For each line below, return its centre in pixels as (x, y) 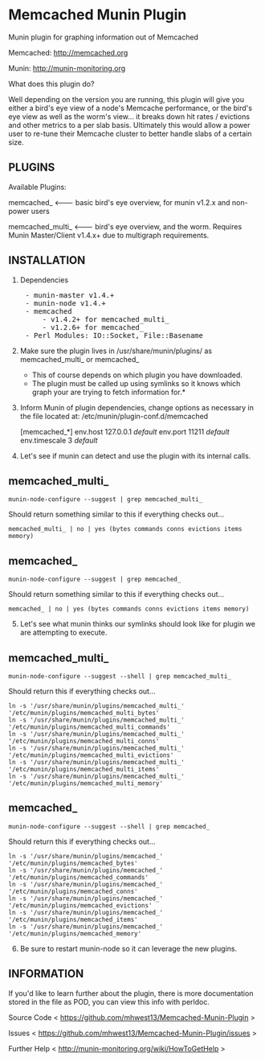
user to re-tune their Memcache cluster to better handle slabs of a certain (130, 134)
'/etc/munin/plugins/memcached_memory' (75, 934)
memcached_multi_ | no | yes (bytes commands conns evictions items (125, 529)
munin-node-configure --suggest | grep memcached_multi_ (106, 500)
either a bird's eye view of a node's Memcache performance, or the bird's (130, 108)
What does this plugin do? (51, 84)
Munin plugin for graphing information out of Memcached (104, 37)
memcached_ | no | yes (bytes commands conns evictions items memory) (129, 609)
